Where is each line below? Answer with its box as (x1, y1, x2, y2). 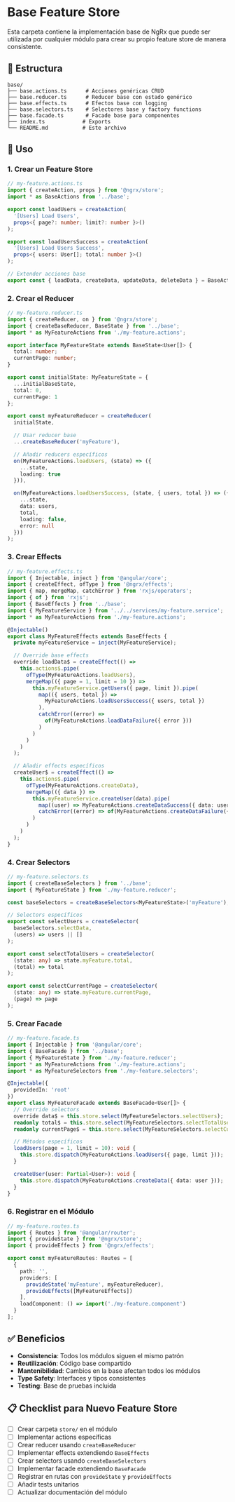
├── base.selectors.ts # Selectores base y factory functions (7, 106, 201, 113)
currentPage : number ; (13, 355, 77, 362)
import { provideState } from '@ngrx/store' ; (7, 1235, 142, 1242)
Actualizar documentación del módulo (17, 1488, 127, 1496)
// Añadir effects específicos (13, 763, 105, 770)
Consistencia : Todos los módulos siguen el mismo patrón (17, 1351, 184, 1360)
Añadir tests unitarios (17, 1480, 79, 1488)
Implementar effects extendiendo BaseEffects (17, 1448, 150, 1456)
